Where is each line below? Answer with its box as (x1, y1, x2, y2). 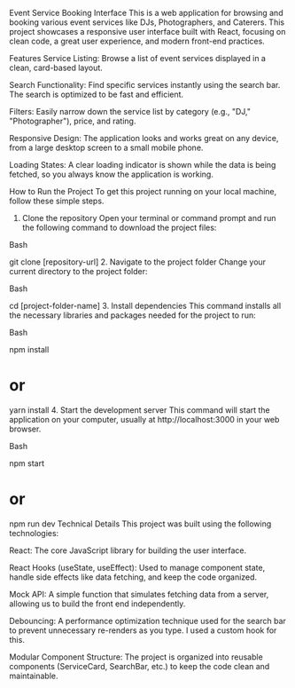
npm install (9, 344, 50, 354)
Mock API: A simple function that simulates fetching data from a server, (9, 589, 269, 599)
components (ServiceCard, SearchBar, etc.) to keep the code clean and (9, 660, 270, 671)
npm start (9, 457, 45, 469)
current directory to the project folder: (9, 266, 148, 276)
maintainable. (9, 670, 58, 681)
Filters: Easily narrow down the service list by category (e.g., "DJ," (9, 107, 251, 116)
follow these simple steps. (9, 195, 105, 206)
